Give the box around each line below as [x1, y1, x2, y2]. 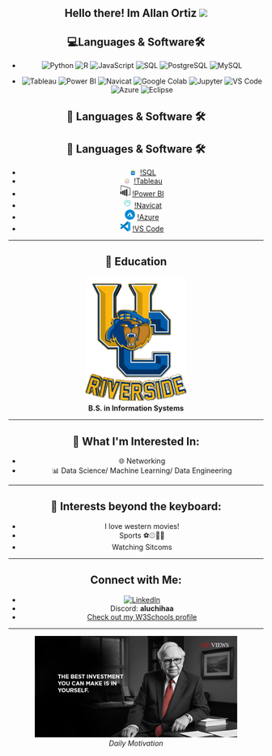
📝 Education [104, 255, 168, 268]
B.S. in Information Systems [87, 403, 185, 413]
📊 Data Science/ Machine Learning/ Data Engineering [52, 466, 232, 475]
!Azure [137, 213, 159, 221]
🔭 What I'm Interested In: [72, 434, 200, 449]
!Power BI [132, 189, 164, 198]
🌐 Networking [118, 456, 166, 466]
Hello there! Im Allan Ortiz [64, 6, 198, 20]
